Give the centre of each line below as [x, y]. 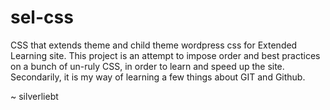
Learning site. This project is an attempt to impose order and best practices [165, 55]
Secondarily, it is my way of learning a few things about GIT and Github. [158, 77]
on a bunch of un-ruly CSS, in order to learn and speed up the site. [147, 66]
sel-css [42, 17]
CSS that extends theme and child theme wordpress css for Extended [154, 45]
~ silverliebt [34, 96]
